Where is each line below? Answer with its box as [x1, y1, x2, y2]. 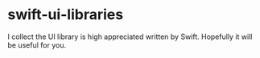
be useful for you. [7, 40, 66, 49]
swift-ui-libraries [7, 6, 124, 24]
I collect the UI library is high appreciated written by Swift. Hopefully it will [7, 32, 253, 41]
